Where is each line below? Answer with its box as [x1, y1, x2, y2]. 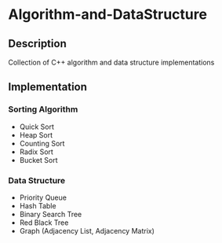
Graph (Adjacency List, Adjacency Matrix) [19, 226, 155, 235]
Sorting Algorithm [8, 104, 78, 115]
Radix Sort [19, 147, 53, 156]
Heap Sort [19, 130, 53, 139]
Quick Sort [19, 122, 55, 131]
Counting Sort [19, 138, 65, 148]
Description [8, 37, 67, 50]
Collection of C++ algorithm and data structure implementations [8, 57, 215, 67]
